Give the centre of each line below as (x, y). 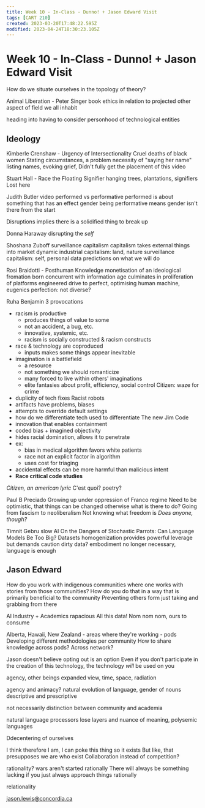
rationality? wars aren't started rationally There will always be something (98, 768)
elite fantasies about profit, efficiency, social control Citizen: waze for (112, 385)
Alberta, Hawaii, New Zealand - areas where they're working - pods (91, 634)
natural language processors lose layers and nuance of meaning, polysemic (102, 719)
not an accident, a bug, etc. (59, 326)
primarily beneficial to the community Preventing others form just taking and (102, 597)
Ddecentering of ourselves (40, 738)
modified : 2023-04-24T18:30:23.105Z (53, 29)
